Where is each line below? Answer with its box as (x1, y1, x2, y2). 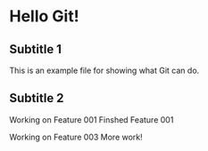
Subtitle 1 (9, 42, 62, 57)
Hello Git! (9, 6, 79, 27)
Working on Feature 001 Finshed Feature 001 (9, 114, 174, 125)
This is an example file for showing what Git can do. (9, 65, 200, 75)
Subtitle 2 (9, 91, 64, 106)
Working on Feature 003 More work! (9, 131, 143, 142)
